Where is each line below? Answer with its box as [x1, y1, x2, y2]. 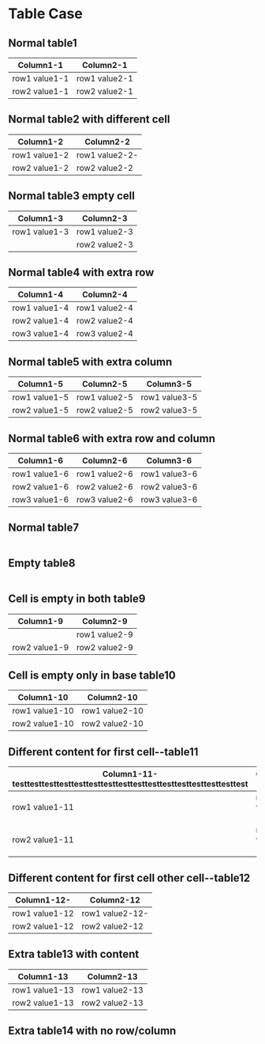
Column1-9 [17, 615, 64, 626]
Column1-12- [15, 895, 71, 906]
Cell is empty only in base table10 [8, 668, 176, 682]
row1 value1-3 [12, 226, 69, 237]
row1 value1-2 [12, 149, 69, 161]
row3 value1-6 [12, 494, 69, 505]
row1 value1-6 [12, 468, 69, 479]
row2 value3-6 [140, 482, 198, 493]
